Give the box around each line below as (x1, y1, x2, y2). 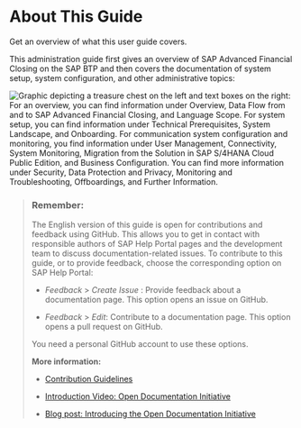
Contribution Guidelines (44, 374, 133, 385)
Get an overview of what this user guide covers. (9, 36, 187, 47)
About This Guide (9, 6, 143, 27)
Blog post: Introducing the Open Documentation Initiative (44, 408, 257, 420)
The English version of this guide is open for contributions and (31, 219, 263, 231)
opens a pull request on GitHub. (44, 322, 164, 332)
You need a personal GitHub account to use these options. (31, 339, 249, 350)
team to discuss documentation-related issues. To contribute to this (31, 248, 283, 259)
